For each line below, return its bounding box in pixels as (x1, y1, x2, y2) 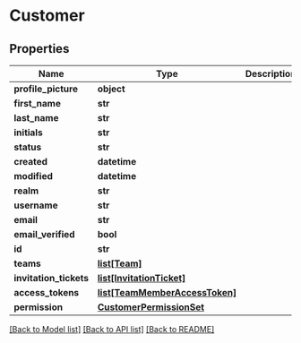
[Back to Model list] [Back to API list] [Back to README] (9, 324, 215, 334)
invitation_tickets (13, 272, 90, 284)
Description (245, 68, 297, 80)
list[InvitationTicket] (97, 272, 186, 284)
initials (13, 126, 43, 139)
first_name (13, 98, 61, 109)
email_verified (13, 228, 75, 240)
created (13, 156, 47, 167)
